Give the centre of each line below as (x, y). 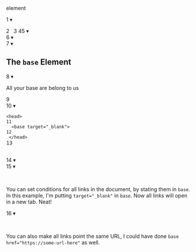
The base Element (39, 62)
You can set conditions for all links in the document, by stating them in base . (98, 189)
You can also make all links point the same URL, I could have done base (92, 236)
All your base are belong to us (43, 88)
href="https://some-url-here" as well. (53, 242)
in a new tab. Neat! (29, 202)
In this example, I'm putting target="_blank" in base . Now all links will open (97, 195)
